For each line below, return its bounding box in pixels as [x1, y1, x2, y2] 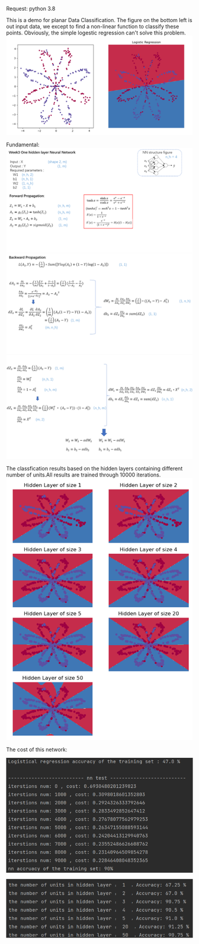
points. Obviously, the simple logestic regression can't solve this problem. [6, 29, 187, 36]
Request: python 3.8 [6, 5, 56, 12]
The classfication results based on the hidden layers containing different [6, 465, 183, 472]
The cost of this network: [6, 746, 68, 753]
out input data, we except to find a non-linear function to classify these [6, 23, 179, 30]
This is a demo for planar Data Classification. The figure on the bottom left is [6, 17, 192, 23]
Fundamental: [6, 141, 40, 148]
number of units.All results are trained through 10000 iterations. [6, 471, 161, 478]
